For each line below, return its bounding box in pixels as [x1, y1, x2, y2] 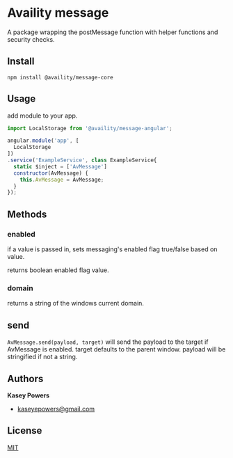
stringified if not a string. [7, 353, 78, 361]
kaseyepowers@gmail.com [17, 404, 95, 413]
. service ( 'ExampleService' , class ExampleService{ [7, 157, 157, 164]
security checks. [7, 35, 55, 43]
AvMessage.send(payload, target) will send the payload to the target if [7, 338, 209, 346]
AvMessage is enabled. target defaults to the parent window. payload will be [7, 345, 226, 354]
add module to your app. [7, 111, 78, 120]
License [7, 425, 42, 436]
